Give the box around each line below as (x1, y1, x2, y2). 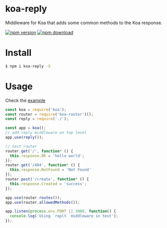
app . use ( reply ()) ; (5, 135, 44, 140)
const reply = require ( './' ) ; (5, 116, 69, 121)
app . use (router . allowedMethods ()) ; (5, 200, 80, 205)
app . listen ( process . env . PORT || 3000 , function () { (5, 209, 116, 214)
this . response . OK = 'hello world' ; (10, 153, 85, 159)
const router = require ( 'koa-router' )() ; (5, 112, 94, 117)
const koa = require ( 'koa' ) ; (5, 107, 67, 112)
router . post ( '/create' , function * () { (5, 177, 89, 182)
